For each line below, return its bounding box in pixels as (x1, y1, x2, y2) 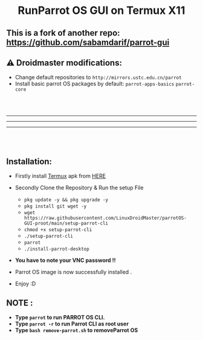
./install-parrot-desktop (24, 246, 89, 252)
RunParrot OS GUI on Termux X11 (18, 4, 185, 18)
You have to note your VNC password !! (14, 257, 116, 264)
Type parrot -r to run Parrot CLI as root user (14, 320, 129, 327)
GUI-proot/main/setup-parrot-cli (24, 220, 109, 227)
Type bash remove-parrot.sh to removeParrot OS (14, 327, 138, 334)
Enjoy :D (14, 280, 36, 287)
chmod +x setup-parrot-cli (24, 227, 92, 233)
